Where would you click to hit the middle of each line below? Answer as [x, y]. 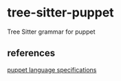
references [31, 53]
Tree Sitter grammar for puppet [51, 32]
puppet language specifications [52, 69]
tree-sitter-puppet [61, 13]
